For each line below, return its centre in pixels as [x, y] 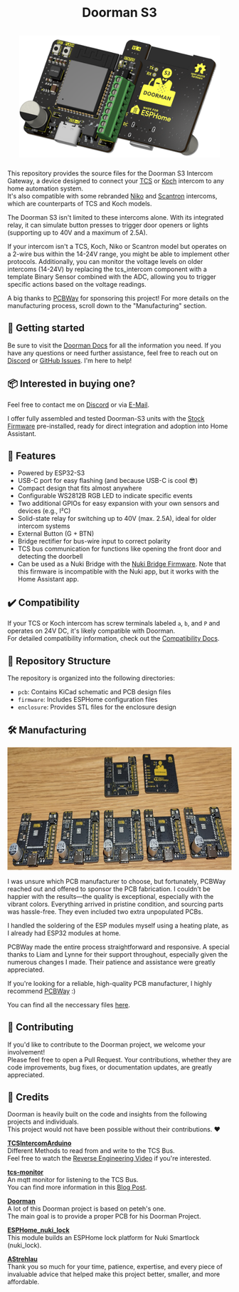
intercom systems [44, 526]
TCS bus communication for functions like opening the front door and [119, 549]
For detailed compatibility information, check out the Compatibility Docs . [113, 639]
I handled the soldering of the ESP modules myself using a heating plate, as [118, 925]
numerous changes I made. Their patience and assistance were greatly [111, 962]
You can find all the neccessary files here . [69, 1004]
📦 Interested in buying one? [71, 384]
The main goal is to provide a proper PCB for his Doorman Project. [104, 1216]
